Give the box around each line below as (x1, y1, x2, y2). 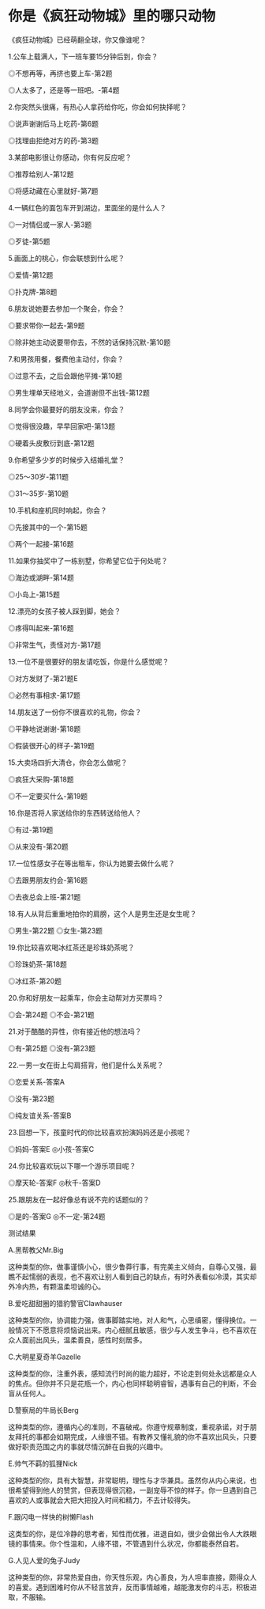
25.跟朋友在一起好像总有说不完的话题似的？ (8, 1194, 150, 1204)
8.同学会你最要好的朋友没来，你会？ (8, 404, 125, 414)
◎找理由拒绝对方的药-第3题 (8, 135, 99, 145)
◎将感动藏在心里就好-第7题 (8, 186, 99, 195)
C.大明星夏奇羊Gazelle (8, 1352, 81, 1361)
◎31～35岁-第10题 (8, 488, 69, 498)
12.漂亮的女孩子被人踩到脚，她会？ (8, 606, 121, 615)
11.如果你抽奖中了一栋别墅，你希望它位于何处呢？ (8, 555, 168, 566)
